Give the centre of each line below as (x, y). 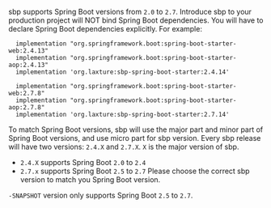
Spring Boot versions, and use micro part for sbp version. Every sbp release (135, 138)
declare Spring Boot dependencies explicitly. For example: (105, 29)
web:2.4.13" (28, 51)
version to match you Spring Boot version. (90, 180)
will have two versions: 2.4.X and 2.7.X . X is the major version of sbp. (124, 146)
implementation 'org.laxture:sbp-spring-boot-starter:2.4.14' (123, 72)
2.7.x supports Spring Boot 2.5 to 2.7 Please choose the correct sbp (135, 171)
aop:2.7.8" (27, 108)
